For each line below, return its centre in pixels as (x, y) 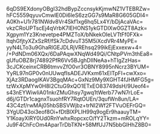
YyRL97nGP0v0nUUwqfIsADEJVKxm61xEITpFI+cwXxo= (76, 73)
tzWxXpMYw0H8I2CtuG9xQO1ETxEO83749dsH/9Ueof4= (78, 86)
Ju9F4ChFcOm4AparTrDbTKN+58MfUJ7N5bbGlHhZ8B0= (79, 125)
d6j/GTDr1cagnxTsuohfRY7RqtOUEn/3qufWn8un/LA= (73, 99)
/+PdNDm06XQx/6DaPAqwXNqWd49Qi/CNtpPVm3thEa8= (80, 54)
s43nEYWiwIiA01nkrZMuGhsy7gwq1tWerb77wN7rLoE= (75, 92)
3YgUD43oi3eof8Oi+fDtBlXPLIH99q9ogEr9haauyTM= (74, 112)
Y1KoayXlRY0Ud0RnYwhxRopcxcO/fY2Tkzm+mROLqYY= (78, 118)
